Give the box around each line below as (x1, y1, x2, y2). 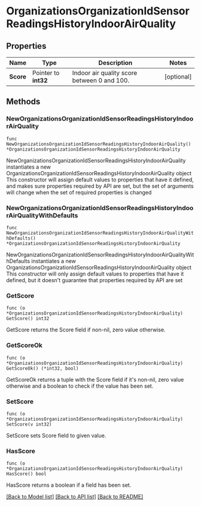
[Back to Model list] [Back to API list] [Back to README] (6, 493, 144, 501)
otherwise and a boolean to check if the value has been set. (6, 382, 154, 390)
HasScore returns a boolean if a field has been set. (6, 481, 132, 489)
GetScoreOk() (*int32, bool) (6, 365, 79, 372)
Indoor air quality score (72, 69, 138, 77)
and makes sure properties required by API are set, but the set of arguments (6, 182, 194, 190)
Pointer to (32, 69, 60, 77)
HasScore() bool (6, 471, 47, 477)
